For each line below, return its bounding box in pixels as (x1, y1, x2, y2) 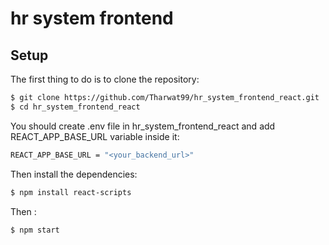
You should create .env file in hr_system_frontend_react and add (10, 120, 276, 132)
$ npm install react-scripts (10, 187, 132, 197)
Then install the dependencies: (10, 168, 138, 180)
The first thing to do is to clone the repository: (10, 73, 200, 85)
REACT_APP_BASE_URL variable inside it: (10, 130, 180, 142)
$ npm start (10, 225, 60, 235)
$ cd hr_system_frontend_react (10, 102, 141, 112)
